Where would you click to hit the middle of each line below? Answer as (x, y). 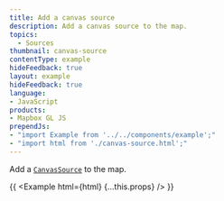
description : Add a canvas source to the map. (98, 26)
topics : (24, 34)
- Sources (36, 43)
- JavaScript (34, 101)
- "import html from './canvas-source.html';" (98, 143)
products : (28, 110)
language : (28, 93)
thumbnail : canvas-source (58, 51)
